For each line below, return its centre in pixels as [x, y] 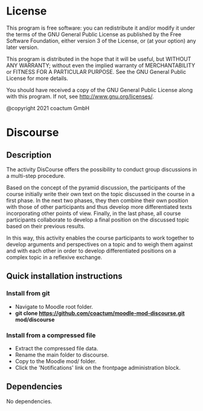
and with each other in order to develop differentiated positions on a [91, 251]
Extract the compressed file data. [57, 348]
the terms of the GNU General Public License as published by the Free [94, 34]
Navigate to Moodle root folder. [54, 306]
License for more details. [37, 78]
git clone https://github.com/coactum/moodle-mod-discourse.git [100, 313]
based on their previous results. [46, 226]
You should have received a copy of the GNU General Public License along [99, 90]
